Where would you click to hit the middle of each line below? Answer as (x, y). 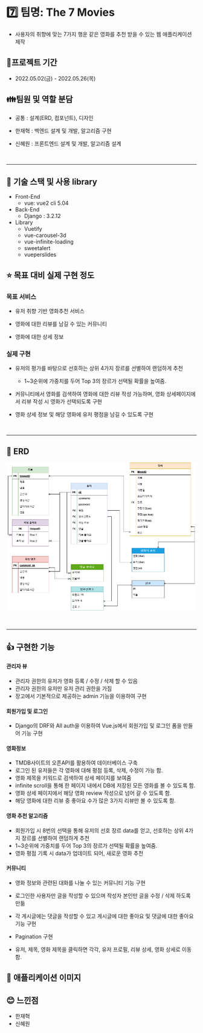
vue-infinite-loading (49, 242)
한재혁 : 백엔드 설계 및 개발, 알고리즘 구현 (63, 130)
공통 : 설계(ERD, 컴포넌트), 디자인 (54, 118)
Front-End (27, 197)
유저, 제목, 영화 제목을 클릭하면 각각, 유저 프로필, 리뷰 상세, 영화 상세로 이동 (103, 949)
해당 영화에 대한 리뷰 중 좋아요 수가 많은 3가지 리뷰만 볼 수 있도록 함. (95, 801)
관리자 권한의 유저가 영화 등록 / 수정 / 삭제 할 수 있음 (76, 681)
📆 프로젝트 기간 (32, 63)
